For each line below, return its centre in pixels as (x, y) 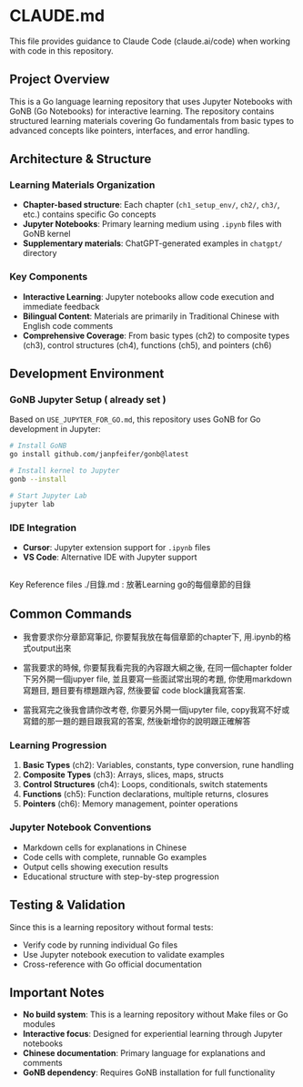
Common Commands (71, 614)
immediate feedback (61, 306)
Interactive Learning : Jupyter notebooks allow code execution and (148, 296)
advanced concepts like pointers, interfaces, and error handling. (130, 130)
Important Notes (57, 993)
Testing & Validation (67, 905)
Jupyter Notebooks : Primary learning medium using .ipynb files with (152, 224)
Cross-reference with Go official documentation (112, 964)
